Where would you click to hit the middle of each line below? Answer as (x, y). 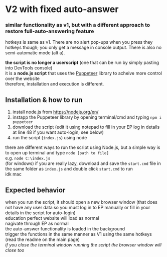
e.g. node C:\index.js (28, 158)
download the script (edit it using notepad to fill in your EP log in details (86, 127)
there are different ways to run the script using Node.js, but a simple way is (83, 147)
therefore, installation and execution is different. (55, 84)
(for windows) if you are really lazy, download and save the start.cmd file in (83, 163)
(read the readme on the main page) (43, 239)
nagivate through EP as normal (37, 224)
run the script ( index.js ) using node (50, 138)
